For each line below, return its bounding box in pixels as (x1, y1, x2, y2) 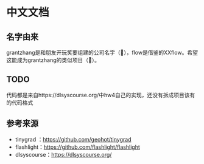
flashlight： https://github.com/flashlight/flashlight (15, 143, 140, 151)
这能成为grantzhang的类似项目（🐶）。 (6, 56, 100, 64)
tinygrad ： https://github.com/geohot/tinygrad (15, 135, 132, 143)
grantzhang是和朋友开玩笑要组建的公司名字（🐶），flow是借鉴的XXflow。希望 (6, 49, 198, 56)
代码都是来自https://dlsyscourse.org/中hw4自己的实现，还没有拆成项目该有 (6, 91, 195, 98)
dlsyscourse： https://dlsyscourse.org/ (15, 151, 112, 158)
